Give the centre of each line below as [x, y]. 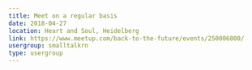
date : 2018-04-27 [38, 23]
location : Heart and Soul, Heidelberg [74, 31]
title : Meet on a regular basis [63, 16]
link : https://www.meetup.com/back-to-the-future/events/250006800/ [126, 38]
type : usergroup [36, 53]
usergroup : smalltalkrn [49, 46]
